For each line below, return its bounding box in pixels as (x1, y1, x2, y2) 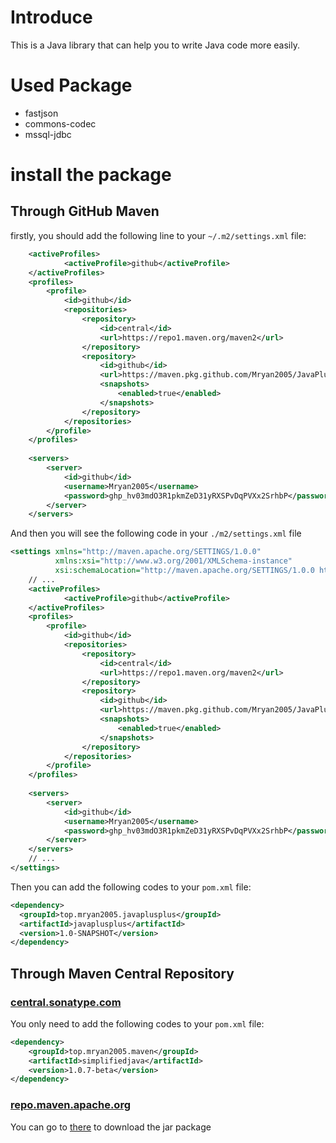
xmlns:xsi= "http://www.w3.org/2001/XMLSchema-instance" (54, 556, 293, 566)
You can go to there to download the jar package (10, 1121, 212, 1133)
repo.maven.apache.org (10, 1098, 131, 1112)
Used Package (10, 74, 133, 97)
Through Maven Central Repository (10, 965, 235, 982)
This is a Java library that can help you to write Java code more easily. (10, 39, 300, 51)
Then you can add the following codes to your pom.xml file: (10, 881, 252, 893)
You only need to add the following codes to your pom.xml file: (10, 1017, 265, 1030)
